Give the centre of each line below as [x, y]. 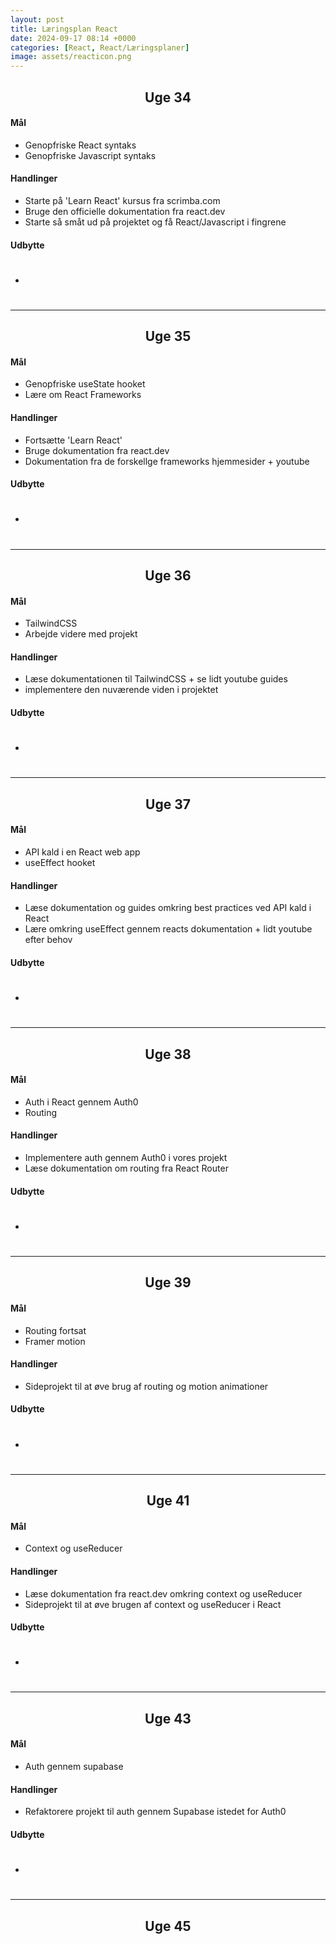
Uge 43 [168, 1718]
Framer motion [55, 1341]
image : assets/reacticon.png [71, 57]
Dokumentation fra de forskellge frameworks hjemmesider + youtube [167, 461]
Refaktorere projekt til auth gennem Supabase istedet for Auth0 [155, 1812]
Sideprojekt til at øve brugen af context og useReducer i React [153, 1604]
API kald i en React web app [82, 852]
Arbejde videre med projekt [81, 634]
